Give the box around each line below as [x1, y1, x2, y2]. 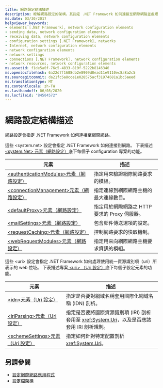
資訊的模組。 [98, 245, 128, 252]
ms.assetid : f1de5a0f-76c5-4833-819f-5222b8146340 [5, 66, 110, 71]
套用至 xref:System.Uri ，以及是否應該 [66, 316, 151, 323]
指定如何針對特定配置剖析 [66, 333, 125, 339]
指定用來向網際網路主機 [94, 238, 147, 245]
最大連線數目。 [94, 194, 128, 201]
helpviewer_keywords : [5, 20, 49, 26]
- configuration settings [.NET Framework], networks [5, 39, 116, 44]
